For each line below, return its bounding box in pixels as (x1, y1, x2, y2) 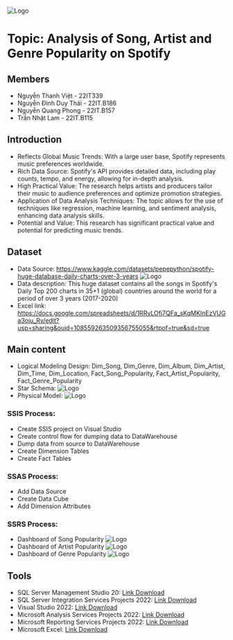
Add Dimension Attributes (17, 502, 92, 510)
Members (7, 73, 50, 85)
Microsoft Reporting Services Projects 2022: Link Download (17, 618, 189, 626)
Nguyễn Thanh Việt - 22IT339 (17, 92, 103, 100)
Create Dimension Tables (17, 446, 89, 455)
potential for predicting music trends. (17, 226, 123, 234)
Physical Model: (17, 391, 63, 400)
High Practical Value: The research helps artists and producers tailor (17, 181, 213, 190)
